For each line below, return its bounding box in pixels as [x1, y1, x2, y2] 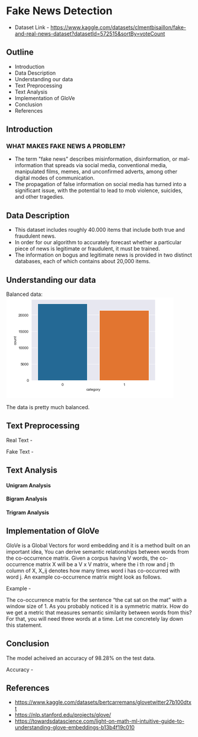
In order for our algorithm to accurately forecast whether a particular [14, 239, 182, 246]
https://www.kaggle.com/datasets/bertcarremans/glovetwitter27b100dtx [14, 698, 192, 706]
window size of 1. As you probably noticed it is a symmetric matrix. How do [6, 602, 189, 610]
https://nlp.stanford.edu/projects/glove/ [14, 712, 111, 719]
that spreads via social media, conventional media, [44, 162, 167, 169]
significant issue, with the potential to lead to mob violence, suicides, [14, 187, 183, 194]
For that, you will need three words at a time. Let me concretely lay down [6, 615, 183, 622]
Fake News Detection [6, 4, 113, 18]
